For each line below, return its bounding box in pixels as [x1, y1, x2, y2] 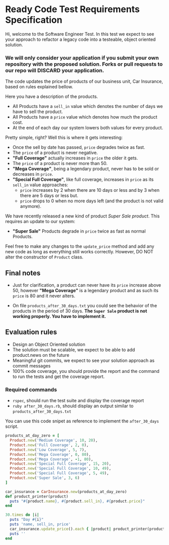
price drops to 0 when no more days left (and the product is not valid [20, 198, 163, 204]
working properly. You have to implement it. [12, 313, 107, 319]
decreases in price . [12, 171, 54, 177]
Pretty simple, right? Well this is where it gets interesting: [5, 135, 123, 141]
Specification [5, 14, 63, 26]
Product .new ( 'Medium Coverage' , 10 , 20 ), [10, 438, 98, 443]
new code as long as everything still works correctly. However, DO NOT [5, 249, 153, 255]
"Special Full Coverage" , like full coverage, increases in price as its [12, 177, 154, 183]
